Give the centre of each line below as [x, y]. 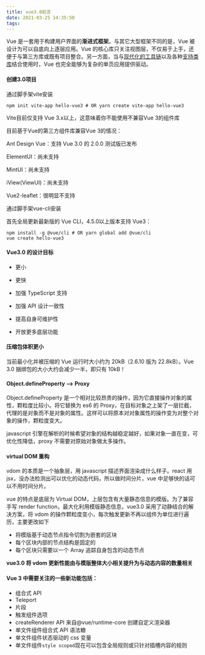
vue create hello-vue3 [35, 238]
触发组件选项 [31, 614]
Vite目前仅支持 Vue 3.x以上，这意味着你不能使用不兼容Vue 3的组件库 [93, 118]
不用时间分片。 [30, 486]
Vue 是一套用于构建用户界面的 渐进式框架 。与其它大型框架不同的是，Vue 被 [101, 41]
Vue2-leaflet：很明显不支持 [41, 195]
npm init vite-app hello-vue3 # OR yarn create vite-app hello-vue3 [95, 105]
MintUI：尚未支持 [28, 169]
